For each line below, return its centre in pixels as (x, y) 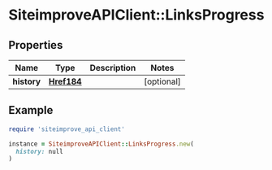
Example (31, 110)
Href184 (65, 81)
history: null (39, 151)
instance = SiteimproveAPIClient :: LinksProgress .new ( (101, 144)
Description (113, 68)
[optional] (162, 81)
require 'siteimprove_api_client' (67, 129)
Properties (36, 45)
